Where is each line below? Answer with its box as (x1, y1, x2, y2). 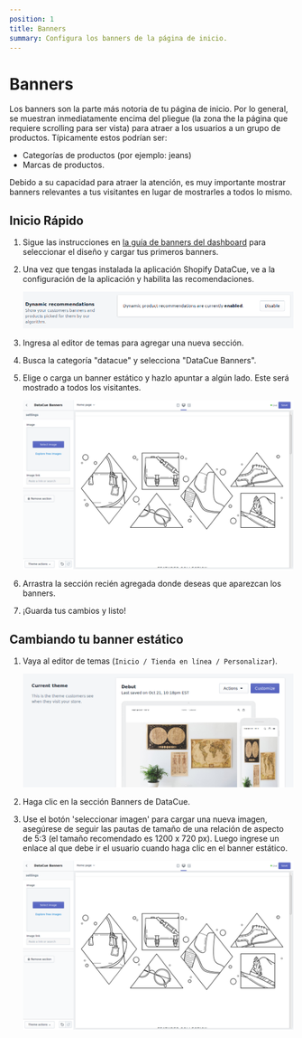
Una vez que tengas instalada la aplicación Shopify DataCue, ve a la (22, 264, 276, 275)
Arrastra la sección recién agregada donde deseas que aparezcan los (22, 579, 282, 590)
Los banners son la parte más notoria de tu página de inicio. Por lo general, (9, 104, 288, 115)
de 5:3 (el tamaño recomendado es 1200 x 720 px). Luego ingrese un (22, 833, 279, 844)
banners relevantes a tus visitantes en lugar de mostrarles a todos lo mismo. (9, 186, 293, 198)
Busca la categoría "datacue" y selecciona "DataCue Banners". (22, 355, 257, 366)
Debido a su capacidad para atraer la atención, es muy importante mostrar (9, 177, 287, 188)
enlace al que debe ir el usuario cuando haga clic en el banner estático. (22, 842, 288, 854)
